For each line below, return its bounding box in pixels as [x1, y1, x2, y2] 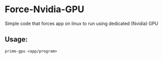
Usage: [5, 35, 28, 44]
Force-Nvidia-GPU [5, 4, 85, 15]
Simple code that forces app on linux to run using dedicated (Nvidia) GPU [5, 20, 158, 26]
